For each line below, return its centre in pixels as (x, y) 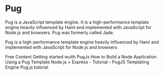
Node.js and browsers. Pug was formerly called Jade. (60, 32)
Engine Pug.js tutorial (27, 67)
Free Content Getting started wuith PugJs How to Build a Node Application (81, 56)
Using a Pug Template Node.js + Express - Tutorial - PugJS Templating (77, 62)
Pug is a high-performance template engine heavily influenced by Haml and (82, 42)
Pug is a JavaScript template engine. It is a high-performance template (77, 22)
